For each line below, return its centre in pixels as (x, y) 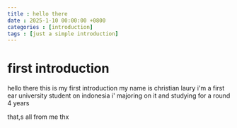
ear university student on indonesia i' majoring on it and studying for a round (119, 95)
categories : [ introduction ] (50, 27)
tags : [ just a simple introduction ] (63, 34)
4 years (18, 103)
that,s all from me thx (38, 117)
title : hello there (38, 14)
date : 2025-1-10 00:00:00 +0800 (57, 21)
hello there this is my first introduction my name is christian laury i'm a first (116, 88)
